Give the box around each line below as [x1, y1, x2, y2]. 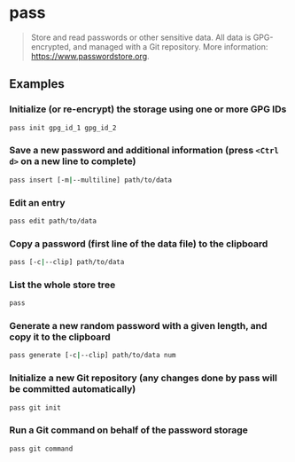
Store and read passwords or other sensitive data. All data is [30, 32, 252, 43]
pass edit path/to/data [9, 216, 97, 225]
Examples [9, 76, 65, 91]
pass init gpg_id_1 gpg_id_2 [9, 123, 117, 132]
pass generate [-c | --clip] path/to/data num [9, 351, 176, 360]
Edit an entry [9, 196, 66, 208]
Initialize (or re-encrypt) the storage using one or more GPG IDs [9, 103, 287, 115]
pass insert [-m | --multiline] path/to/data [9, 176, 173, 184]
